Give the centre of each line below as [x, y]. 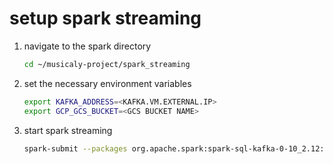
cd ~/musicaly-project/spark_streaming [107, 64]
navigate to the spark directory [87, 46]
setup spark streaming [105, 18]
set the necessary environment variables [107, 83]
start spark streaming [68, 130]
